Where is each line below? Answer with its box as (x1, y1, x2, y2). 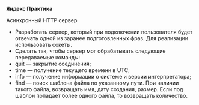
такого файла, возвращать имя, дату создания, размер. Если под (14, 86, 183, 92)
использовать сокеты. (14, 41, 72, 48)
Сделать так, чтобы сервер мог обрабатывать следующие (14, 47, 166, 55)
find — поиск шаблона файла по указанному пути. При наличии (14, 79, 179, 86)
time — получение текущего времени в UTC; (14, 67, 130, 74)
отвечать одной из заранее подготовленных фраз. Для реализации (14, 35, 188, 41)
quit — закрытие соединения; (14, 60, 91, 67)
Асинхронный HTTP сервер (6, 17, 78, 23)
